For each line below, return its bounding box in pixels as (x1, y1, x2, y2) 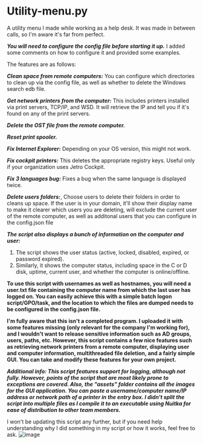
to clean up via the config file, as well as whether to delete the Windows (7, 79, 186, 86)
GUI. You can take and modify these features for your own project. (7, 356, 177, 363)
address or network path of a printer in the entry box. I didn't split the (7, 393, 185, 400)
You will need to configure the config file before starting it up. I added (7, 42, 185, 50)
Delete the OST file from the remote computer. (7, 121, 126, 128)
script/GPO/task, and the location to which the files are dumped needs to (7, 299, 194, 306)
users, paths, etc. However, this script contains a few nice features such (7, 336, 192, 343)
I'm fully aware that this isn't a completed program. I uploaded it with (7, 317, 183, 325)
